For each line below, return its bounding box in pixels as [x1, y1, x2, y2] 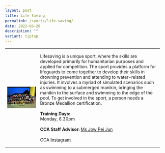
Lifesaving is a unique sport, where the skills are [40, 53, 137, 59]
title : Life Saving [5, 13, 45, 18]
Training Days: [40, 111, 70, 117]
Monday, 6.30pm [40, 116, 75, 122]
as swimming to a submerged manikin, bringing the [40, 84, 143, 91]
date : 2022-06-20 [5, 24, 41, 29]
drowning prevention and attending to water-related [40, 74, 146, 80]
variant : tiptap [5, 34, 38, 39]
